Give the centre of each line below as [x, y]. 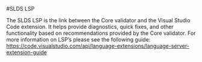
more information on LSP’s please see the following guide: [78, 39]
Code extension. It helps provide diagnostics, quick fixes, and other [90, 27]
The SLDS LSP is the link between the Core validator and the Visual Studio [99, 20]
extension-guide [27, 52]
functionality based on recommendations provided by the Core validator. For [101, 33]
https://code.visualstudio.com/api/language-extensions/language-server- [98, 46]
